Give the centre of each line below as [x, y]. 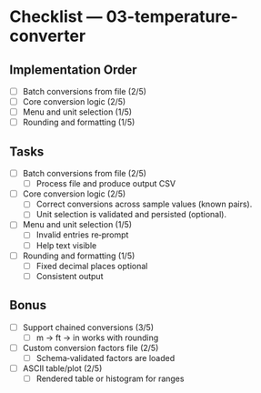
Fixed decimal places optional [92, 266]
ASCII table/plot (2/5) [62, 368]
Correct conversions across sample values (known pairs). [144, 204]
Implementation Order [74, 70]
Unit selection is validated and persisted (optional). [131, 215]
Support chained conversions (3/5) [88, 327]
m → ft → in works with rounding [97, 338]
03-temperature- [172, 17]
